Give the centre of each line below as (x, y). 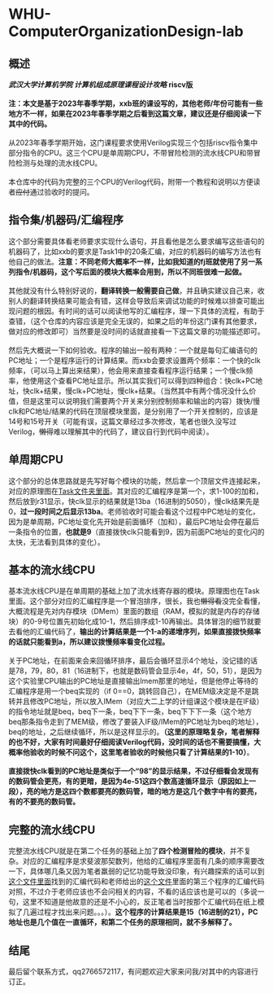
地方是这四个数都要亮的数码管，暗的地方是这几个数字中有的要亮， (151, 791)
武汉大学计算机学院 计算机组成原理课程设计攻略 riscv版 (101, 85)
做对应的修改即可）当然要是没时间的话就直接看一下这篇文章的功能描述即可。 (136, 331)
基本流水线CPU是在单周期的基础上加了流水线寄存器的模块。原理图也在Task (134, 591)
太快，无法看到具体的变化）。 (56, 541)
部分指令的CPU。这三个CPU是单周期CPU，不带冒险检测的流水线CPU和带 (131, 153)
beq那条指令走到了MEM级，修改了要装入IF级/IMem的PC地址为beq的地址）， (136, 722)
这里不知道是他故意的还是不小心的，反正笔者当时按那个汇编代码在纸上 (140, 902)
